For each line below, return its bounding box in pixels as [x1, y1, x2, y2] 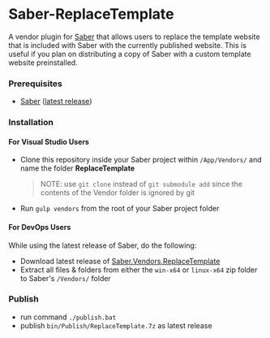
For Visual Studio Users [8, 136, 89, 146]
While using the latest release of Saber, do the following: [8, 240, 197, 250]
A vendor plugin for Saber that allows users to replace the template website [8, 32, 261, 41]
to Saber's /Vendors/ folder [19, 273, 111, 283]
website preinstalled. [8, 58, 79, 67]
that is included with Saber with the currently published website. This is [8, 40, 247, 50]
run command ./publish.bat [19, 312, 117, 322]
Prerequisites [8, 78, 62, 89]
